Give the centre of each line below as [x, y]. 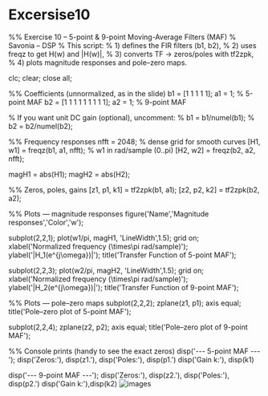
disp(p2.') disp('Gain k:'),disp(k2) [63, 383]
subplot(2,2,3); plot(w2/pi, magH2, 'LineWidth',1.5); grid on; [106, 270]
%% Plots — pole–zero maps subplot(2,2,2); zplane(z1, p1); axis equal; [125, 303]
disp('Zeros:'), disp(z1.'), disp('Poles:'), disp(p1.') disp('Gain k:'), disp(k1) [136, 359]
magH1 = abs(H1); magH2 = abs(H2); [69, 174]
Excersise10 [49, 15]
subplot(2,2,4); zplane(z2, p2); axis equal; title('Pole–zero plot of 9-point [128, 327]
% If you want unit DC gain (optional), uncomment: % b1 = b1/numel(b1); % [132, 117]
